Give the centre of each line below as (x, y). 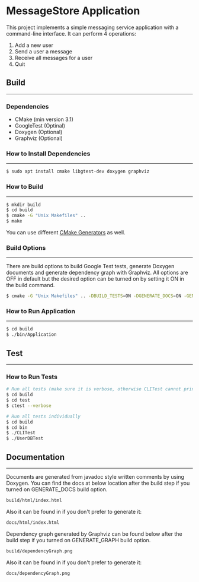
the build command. (31, 285)
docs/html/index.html (33, 522)
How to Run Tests (32, 377)
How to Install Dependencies (48, 154)
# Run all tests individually (44, 416)
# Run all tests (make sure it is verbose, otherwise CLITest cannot (94, 389)
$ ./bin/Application (32, 335)
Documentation (36, 457)
